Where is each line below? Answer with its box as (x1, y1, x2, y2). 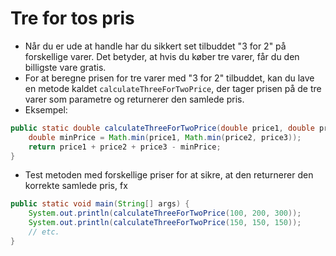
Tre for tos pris (10, 7, 135, 30)
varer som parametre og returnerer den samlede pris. (24, 93, 245, 105)
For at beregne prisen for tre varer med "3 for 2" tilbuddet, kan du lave (24, 72, 315, 84)
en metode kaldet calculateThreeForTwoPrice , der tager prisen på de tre (24, 82, 322, 94)
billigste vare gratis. (24, 61, 107, 73)
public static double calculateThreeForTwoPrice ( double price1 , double (10, 123, 315, 133)
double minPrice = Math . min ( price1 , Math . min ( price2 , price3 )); (28, 132, 302, 142)
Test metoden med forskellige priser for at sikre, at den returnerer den (24, 169, 314, 181)
